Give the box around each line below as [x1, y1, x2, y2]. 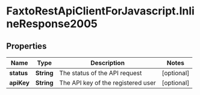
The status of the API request [59, 69, 142, 77]
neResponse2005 [6, 17, 98, 31]
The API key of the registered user [59, 79, 156, 87]
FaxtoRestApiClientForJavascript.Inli [6, 4, 195, 18]
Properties [6, 41, 47, 51]
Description [90, 59, 125, 67]
